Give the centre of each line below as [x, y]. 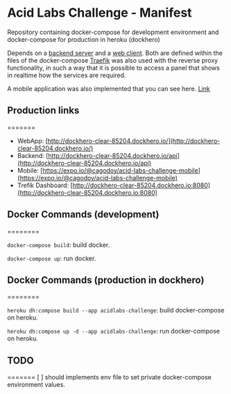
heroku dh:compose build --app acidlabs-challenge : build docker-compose [116, 310]
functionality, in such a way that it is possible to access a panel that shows [113, 68]
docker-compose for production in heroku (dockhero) [84, 39]
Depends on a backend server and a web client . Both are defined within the [115, 53]
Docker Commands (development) [83, 215]
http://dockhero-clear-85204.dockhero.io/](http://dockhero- [134, 141]
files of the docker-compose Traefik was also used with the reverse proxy [113, 60]
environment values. [36, 385]
